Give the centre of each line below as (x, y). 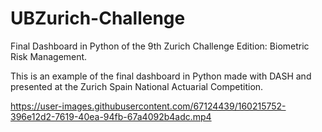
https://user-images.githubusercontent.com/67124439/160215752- (148, 106)
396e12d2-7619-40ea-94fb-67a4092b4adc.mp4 (111, 116)
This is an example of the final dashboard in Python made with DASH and (161, 76)
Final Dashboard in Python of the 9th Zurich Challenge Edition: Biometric (160, 46)
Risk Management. (49, 56)
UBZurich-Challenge (98, 18)
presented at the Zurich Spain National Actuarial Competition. (137, 86)
